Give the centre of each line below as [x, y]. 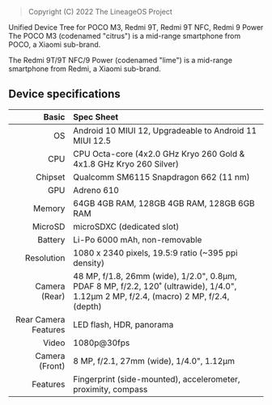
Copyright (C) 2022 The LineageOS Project [100, 12]
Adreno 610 [96, 190]
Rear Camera [40, 319]
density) [89, 263]
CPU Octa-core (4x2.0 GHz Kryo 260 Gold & [159, 154]
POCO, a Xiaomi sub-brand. [55, 44]
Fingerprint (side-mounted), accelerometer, [156, 379]
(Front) [52, 365]
